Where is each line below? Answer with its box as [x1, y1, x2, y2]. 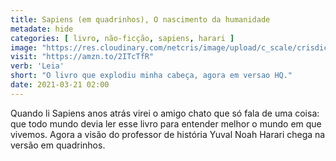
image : [10, 42, 38, 53]
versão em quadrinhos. [10, 139, 106, 151]
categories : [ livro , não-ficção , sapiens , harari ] [10, 33, 235, 43]
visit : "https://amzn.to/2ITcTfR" [10, 52, 155, 62]
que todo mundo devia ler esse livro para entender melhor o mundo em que [10, 117, 322, 130]
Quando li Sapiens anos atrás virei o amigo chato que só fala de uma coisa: [10, 107, 320, 119]
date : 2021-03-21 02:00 [10, 80, 110, 90]
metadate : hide [10, 24, 74, 34]
